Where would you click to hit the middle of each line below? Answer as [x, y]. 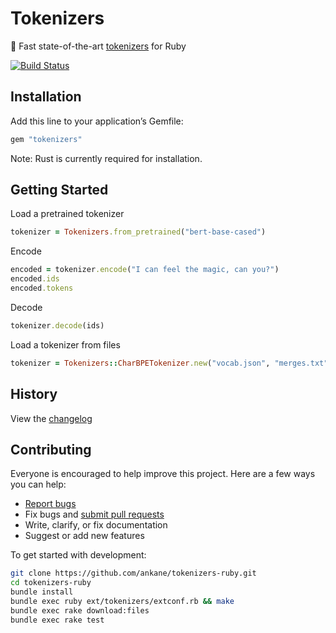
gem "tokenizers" [46, 139]
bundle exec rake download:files [80, 610]
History [34, 394]
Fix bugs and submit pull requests [94, 514]
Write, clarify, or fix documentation [96, 525]
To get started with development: [78, 555]
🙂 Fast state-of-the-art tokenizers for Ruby [98, 46]
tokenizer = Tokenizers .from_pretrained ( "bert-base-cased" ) [138, 232]
